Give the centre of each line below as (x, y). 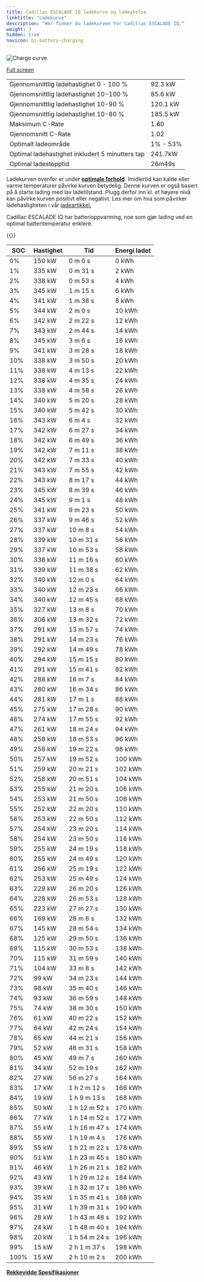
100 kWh (128, 759)
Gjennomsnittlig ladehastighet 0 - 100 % (69, 84)
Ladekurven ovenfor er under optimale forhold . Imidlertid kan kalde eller (98, 179)
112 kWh (128, 819)
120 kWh (128, 859)
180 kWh (128, 1158)
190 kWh (128, 1207)
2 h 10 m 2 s (87, 1257)
